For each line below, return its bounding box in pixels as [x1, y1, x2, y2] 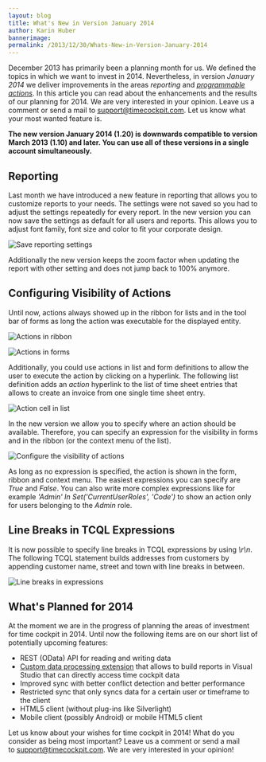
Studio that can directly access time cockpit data [19, 670, 180, 680]
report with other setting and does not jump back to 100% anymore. [8, 264, 230, 273]
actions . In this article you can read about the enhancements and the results [8, 88, 258, 98]
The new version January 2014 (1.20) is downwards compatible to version [8, 129, 258, 139]
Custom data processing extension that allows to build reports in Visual [19, 662, 253, 671]
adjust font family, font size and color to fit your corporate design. [8, 224, 223, 233]
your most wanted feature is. [8, 114, 102, 123]
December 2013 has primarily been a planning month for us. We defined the [8, 63, 256, 72]
